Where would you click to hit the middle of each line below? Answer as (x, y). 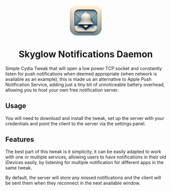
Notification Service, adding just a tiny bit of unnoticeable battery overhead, (85, 84)
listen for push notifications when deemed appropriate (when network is (81, 74)
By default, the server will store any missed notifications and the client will (83, 178)
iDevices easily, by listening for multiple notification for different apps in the (85, 163)
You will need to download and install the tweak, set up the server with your (85, 118)
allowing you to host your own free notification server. (62, 90)
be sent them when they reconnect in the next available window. (73, 183)
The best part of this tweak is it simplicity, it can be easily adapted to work (83, 152)
